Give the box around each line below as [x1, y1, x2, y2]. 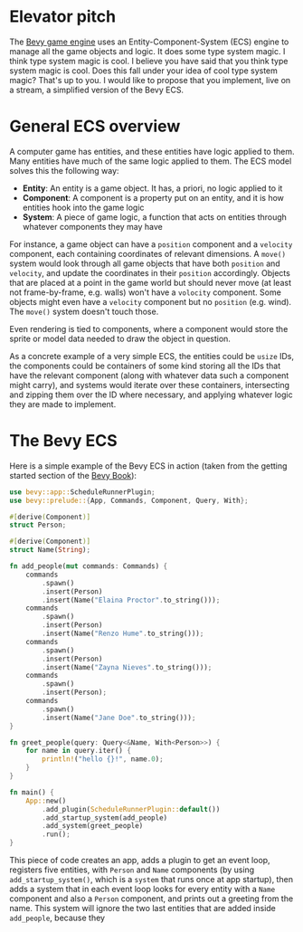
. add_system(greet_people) [42, 822, 144, 831]
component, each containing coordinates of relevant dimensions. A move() [9, 248, 287, 259]
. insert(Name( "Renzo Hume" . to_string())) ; [42, 629, 204, 639]
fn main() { [9, 787, 54, 797]
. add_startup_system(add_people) [42, 813, 168, 823]
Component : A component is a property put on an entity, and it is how [22, 192, 285, 203]
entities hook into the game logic [22, 202, 145, 213]
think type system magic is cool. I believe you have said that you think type [9, 55, 289, 66]
